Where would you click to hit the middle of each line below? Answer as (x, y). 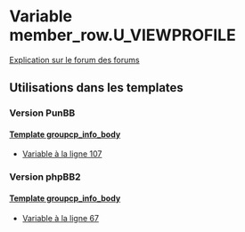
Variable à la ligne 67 (61, 218)
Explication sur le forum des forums (74, 60)
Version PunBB (42, 113)
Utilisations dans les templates (97, 88)
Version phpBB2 (45, 177)
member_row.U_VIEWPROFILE (122, 35)
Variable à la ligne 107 (62, 154)
